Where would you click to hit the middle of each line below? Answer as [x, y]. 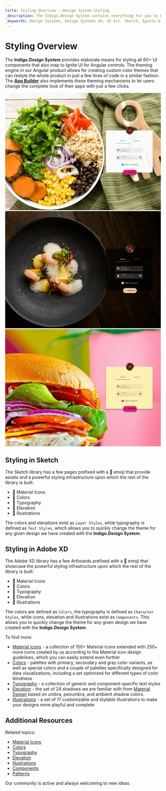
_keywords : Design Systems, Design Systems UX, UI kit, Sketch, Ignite [80, 21]
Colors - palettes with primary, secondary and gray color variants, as [82, 663]
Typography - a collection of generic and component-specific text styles [86, 684]
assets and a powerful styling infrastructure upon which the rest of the [77, 477]
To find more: [19, 637]
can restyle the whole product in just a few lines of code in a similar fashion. [83, 76]
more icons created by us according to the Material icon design [77, 652]
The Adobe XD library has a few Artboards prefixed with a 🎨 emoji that [77, 561]
